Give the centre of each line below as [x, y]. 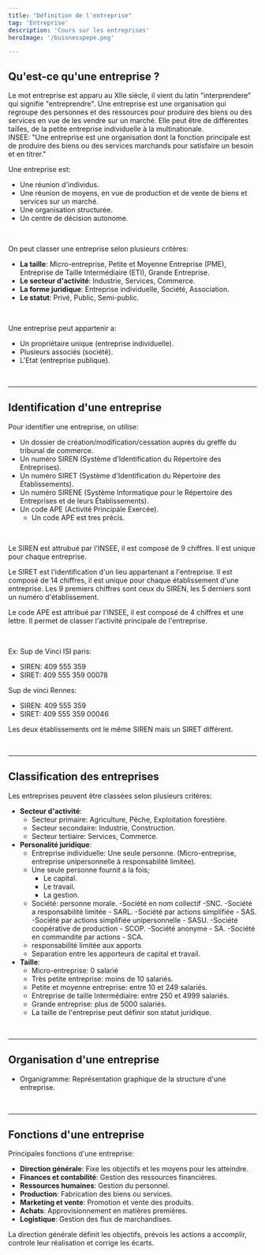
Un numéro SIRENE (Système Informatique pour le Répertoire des [126, 492]
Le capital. [60, 878]
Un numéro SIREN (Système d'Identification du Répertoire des [120, 459]
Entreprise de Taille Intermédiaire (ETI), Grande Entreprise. [115, 272]
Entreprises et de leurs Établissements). [84, 500]
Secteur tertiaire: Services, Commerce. [95, 836]
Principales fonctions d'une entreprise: [71, 1154]
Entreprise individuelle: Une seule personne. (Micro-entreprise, [134, 852]
